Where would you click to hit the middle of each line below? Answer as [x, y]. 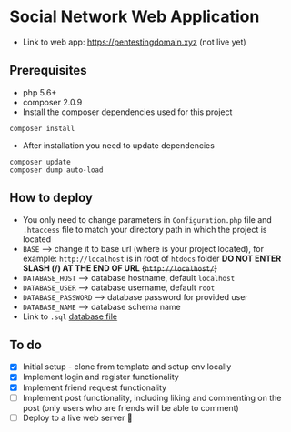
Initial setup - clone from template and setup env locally [127, 367]
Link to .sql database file [70, 316]
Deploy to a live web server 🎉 [78, 417]
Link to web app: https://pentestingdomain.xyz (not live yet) [135, 42]
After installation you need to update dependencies [119, 145]
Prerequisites [48, 70]
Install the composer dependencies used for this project [127, 112]
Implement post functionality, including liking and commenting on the [152, 397]
